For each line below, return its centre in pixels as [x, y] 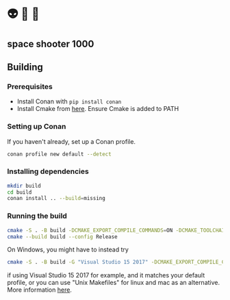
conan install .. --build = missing [56, 199]
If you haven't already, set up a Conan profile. [71, 141]
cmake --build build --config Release [62, 237]
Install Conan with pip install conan [69, 101]
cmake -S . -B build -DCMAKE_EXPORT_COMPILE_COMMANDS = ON [90, 230]
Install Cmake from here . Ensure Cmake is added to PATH [98, 109]
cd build [20, 192]
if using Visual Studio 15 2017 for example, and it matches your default [106, 275]
